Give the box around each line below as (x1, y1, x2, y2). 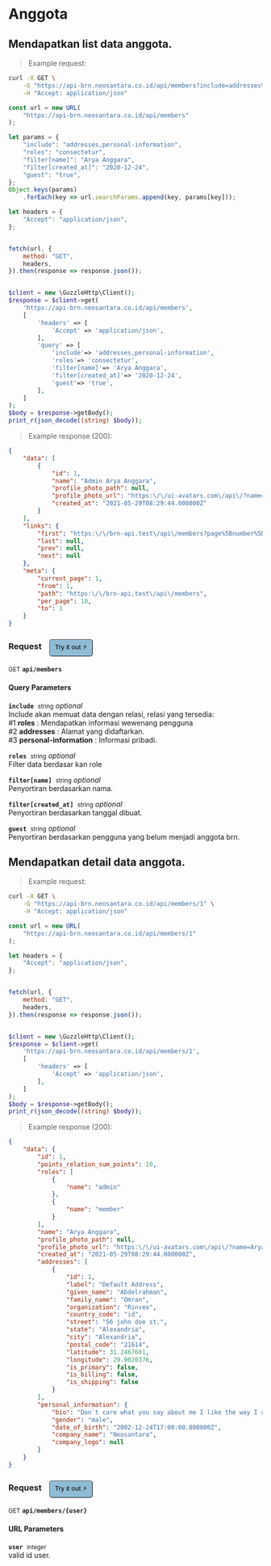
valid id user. (8, 1551, 51, 1560)
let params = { (8, 133, 60, 141)
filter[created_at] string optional (8, 799, 123, 809)
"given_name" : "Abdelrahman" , (65, 1288, 168, 1296)
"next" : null (37, 552, 81, 560)
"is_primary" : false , (65, 1363, 139, 1371)
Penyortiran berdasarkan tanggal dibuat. (8, 807, 143, 817)
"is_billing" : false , (65, 1370, 139, 1379)
